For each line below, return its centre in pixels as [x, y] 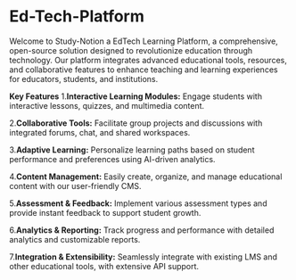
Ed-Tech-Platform [77, 16]
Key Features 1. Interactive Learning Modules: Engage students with [136, 96]
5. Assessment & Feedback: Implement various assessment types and [138, 203]
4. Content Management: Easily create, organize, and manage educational [146, 177]
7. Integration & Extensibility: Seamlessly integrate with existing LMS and [144, 257]
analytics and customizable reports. [75, 239]
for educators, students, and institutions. [84, 78]
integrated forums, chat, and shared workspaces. [100, 132]
